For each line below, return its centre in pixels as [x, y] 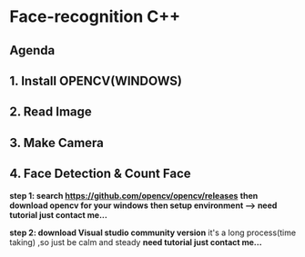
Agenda [32, 50]
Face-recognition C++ [95, 17]
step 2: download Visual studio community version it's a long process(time [153, 232]
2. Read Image [51, 112]
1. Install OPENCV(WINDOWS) [96, 80]
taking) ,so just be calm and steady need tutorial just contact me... [136, 242]
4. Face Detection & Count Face [100, 174]
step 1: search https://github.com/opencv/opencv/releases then [134, 195]
